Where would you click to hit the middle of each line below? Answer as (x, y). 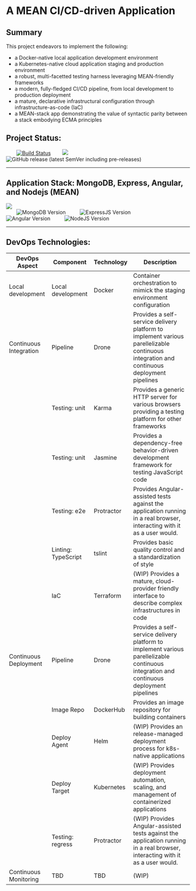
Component (70, 263)
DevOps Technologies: (48, 242)
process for (149, 748)
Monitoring (24, 879)
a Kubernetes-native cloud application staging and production (89, 64)
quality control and (159, 550)
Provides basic (153, 543)
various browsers (157, 405)
